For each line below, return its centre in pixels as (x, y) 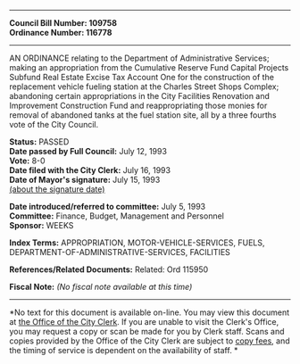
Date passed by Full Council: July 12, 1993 (88, 151)
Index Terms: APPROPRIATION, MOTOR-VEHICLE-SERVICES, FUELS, (137, 243)
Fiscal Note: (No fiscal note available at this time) (101, 287)
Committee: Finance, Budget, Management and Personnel (117, 216)
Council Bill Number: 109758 (63, 23)
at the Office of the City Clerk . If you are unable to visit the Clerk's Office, (144, 322)
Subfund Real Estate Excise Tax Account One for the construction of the (142, 77)
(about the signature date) (57, 189)
